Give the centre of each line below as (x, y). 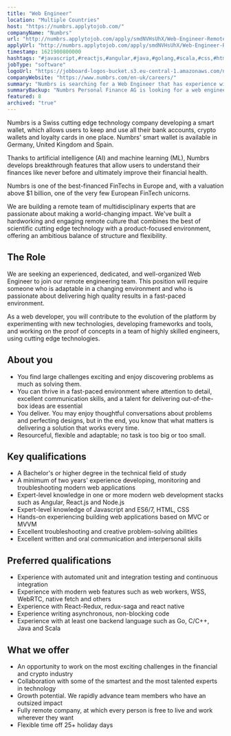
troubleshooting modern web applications (76, 488)
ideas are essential (56, 406)
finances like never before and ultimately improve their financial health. (108, 172)
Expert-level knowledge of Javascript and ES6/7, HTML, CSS (103, 510)
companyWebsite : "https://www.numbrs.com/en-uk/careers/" (92, 77)
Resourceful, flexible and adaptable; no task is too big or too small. (111, 435)
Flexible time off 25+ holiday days (65, 725)
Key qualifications (47, 456)
